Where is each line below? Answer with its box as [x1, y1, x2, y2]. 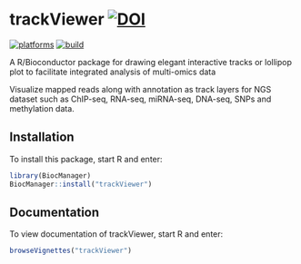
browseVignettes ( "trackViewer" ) [9, 246, 132, 256]
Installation [9, 130, 75, 145]
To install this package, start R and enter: [9, 153, 163, 164]
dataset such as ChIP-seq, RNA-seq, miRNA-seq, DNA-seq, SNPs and [9, 93, 272, 104]
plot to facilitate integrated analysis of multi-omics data [9, 66, 216, 77]
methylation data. [9, 103, 75, 113]
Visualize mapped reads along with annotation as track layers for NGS [9, 83, 272, 94]
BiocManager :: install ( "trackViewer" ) [9, 180, 153, 189]
